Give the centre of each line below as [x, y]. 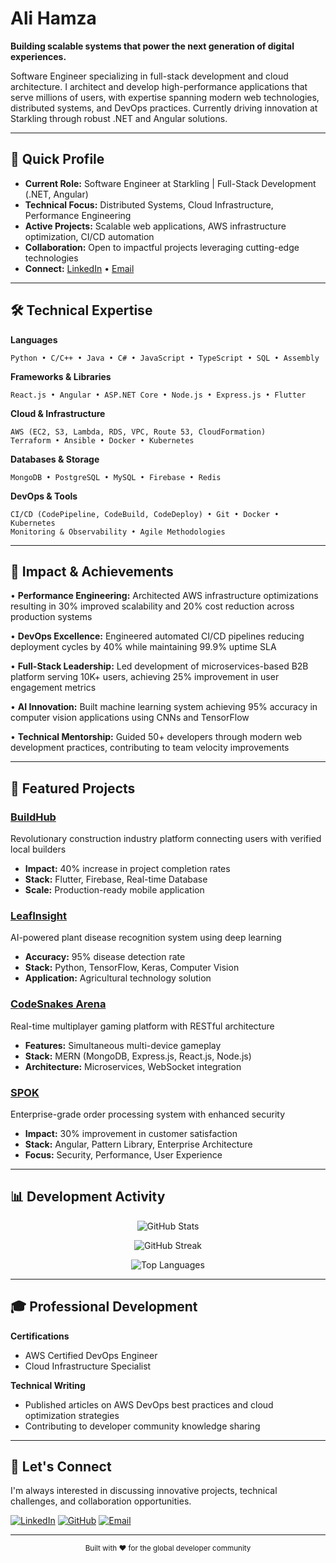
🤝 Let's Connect [61, 1466]
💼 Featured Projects [73, 788]
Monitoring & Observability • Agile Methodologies [118, 532]
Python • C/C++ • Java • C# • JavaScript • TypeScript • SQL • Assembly [165, 358]
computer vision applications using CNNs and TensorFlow [130, 718]
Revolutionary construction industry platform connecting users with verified [166, 839]
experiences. [38, 56]
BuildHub [33, 817]
